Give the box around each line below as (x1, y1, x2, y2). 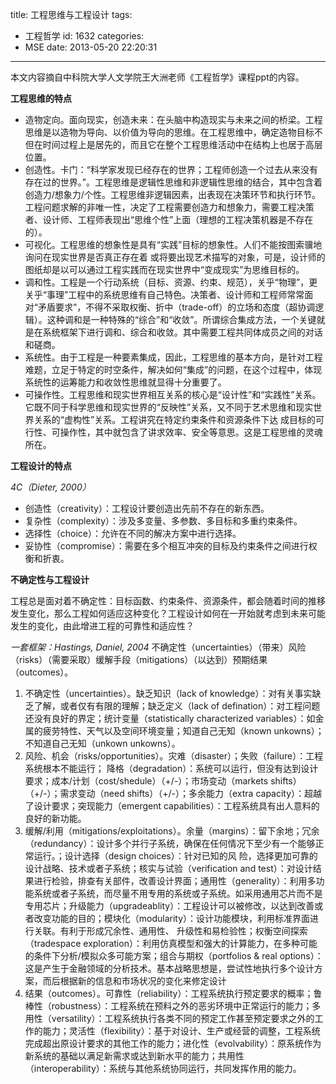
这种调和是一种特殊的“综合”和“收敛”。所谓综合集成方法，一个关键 (46, 314, 317, 325)
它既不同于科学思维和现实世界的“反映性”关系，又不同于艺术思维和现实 (24, 401, 314, 413)
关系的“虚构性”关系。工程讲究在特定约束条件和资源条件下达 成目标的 (33, 414, 317, 425)
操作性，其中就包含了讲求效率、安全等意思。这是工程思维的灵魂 (59, 426, 323, 438)
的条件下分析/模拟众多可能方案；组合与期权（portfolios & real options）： (24, 950, 324, 962)
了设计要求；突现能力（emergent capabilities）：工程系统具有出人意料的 (24, 800, 320, 812)
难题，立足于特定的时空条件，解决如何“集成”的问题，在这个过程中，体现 (24, 364, 323, 375)
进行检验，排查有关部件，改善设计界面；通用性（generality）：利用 (33, 875, 308, 887)
